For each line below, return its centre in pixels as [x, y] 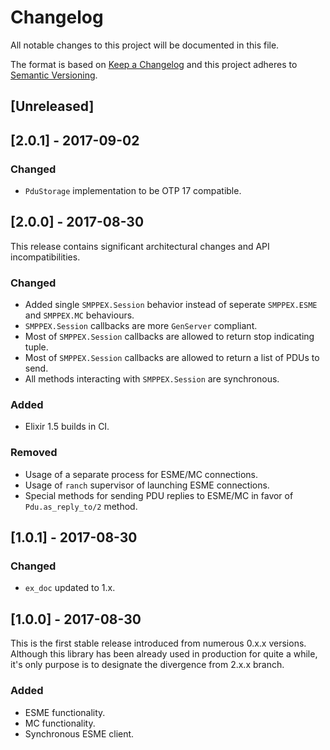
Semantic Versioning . [54, 75]
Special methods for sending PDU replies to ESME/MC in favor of [159, 495]
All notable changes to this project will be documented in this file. [145, 45]
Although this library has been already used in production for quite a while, [164, 654]
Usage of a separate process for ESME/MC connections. [141, 474]
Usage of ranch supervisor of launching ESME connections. [147, 485]
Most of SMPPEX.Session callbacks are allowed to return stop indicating [169, 337]
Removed [34, 453]
